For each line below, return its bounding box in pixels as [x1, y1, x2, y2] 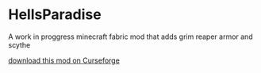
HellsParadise [8, 6, 102, 24]
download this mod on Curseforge [8, 56, 121, 65]
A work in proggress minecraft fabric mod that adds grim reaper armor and [8, 32, 253, 41]
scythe [8, 40, 31, 49]
